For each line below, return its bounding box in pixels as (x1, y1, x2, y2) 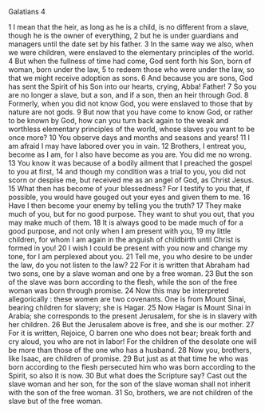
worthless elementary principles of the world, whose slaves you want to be (8, 124, 255, 134)
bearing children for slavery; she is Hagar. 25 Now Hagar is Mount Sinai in (8, 303, 251, 312)
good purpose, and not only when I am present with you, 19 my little (8, 226, 231, 235)
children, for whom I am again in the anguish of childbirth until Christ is (8, 235, 241, 244)
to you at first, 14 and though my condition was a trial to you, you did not (8, 167, 246, 176)
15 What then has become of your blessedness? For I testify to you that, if (8, 184, 251, 193)
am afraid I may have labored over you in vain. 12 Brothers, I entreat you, (8, 142, 247, 150)
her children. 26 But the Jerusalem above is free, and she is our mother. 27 (8, 320, 255, 329)
